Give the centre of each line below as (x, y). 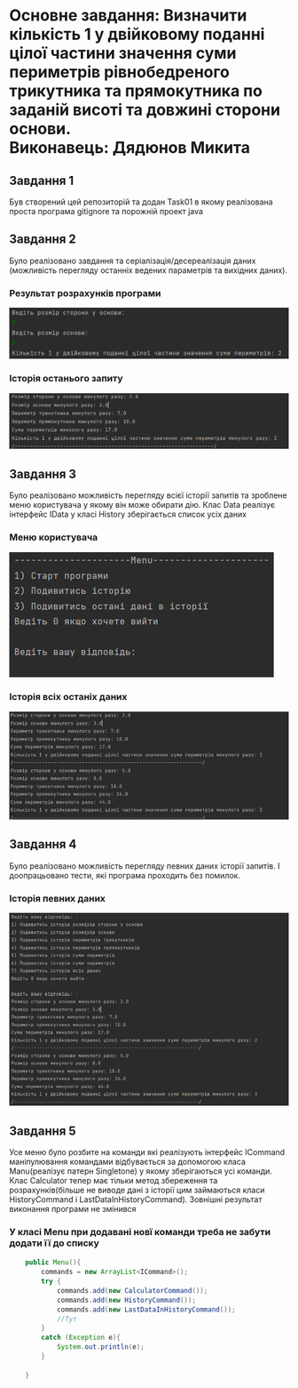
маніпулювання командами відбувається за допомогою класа (128, 1162)
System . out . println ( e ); (100, 1347)
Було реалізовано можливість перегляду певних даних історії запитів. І (145, 866)
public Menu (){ (53, 1263)
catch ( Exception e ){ (81, 1338)
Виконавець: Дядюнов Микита (130, 148)
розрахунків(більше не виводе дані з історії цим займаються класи (137, 1190)
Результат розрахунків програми (85, 293)
